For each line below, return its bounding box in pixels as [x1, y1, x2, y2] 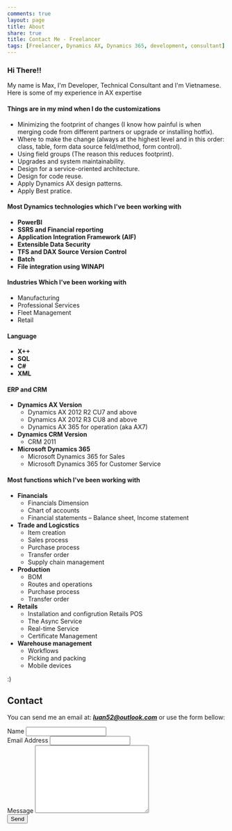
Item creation [27, 528, 66, 536]
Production [17, 565, 51, 574]
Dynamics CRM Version [17, 430, 88, 439]
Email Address [7, 736, 49, 745]
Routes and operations [27, 580, 92, 588]
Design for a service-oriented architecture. [17, 164, 140, 172]
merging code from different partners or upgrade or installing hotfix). [17, 127, 215, 136]
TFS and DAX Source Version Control [17, 248, 127, 256]
